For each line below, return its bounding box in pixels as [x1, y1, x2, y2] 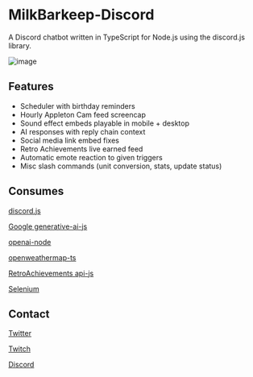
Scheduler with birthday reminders [19, 101, 135, 110]
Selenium [8, 284, 39, 293]
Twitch [8, 344, 31, 354]
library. [8, 40, 32, 50]
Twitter [8, 329, 32, 338]
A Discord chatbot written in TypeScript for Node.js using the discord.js [8, 32, 246, 42]
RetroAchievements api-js [8, 268, 94, 278]
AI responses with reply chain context [19, 126, 146, 136]
